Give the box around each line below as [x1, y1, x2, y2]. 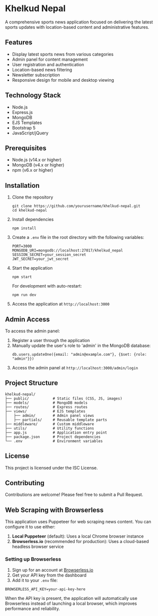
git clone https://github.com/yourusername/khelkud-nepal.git [12, 204, 141, 209]
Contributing [5, 479, 45, 487]
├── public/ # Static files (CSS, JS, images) [5, 396, 123, 401]
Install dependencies [12, 217, 54, 222]
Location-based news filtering [12, 67, 73, 72]
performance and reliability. [5, 605, 60, 611]
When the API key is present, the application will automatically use [5, 595, 138, 601]
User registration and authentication [12, 61, 84, 67]
